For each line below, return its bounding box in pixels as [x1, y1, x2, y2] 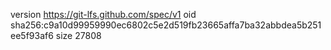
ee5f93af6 [10, 30, 54, 41]
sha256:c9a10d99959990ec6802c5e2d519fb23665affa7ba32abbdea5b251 [10, 19, 322, 31]
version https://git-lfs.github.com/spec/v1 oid [10, 9, 197, 20]
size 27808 [55, 30, 102, 41]
